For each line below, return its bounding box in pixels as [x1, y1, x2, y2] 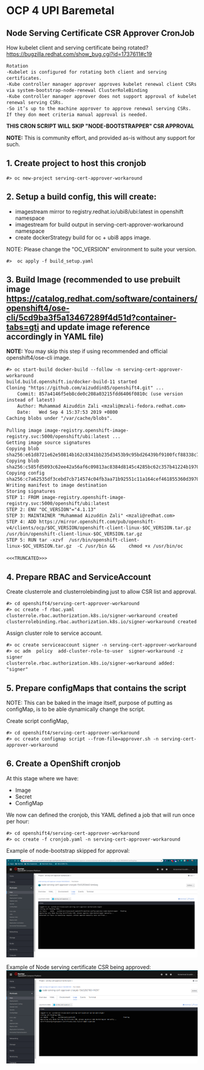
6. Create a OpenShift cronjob [6, 758, 121, 769]
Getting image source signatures [6, 439, 91, 446]
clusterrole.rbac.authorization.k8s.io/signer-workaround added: [6, 660, 175, 666]
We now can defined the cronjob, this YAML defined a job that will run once [6, 811, 195, 819]
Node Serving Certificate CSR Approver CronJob [6, 28, 195, 38]
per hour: [6, 817, 30, 825]
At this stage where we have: [6, 774, 79, 782]
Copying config [6, 470, 45, 477]
